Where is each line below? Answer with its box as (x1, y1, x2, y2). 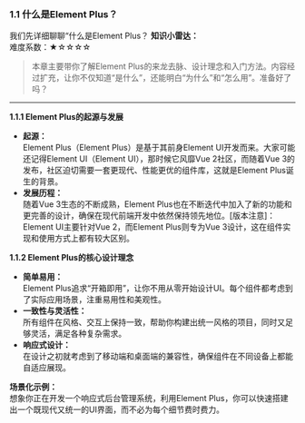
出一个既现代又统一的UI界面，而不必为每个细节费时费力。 (9, 404, 225, 415)
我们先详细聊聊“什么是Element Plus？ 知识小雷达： (9, 30, 200, 42)
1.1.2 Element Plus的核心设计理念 (9, 252, 134, 263)
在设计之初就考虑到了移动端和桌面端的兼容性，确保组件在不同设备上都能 (22, 351, 293, 362)
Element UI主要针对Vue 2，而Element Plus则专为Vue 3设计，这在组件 (22, 221, 283, 232)
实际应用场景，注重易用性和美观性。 (30, 294, 166, 305)
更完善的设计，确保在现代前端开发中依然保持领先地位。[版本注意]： (22, 211, 276, 221)
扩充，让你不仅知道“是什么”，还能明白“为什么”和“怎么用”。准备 (39, 73, 276, 84)
